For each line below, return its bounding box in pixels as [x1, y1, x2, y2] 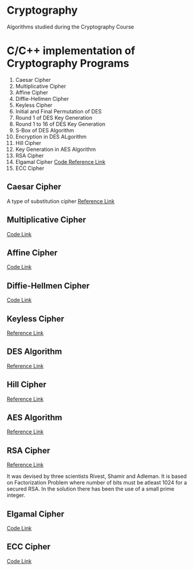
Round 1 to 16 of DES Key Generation [15, 120, 106, 128]
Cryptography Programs [7, 57, 129, 70]
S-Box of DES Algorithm [15, 126, 74, 134]
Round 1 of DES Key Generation [15, 114, 93, 121]
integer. [7, 492, 26, 499]
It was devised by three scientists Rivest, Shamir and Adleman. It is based [7, 473, 187, 480]
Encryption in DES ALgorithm [15, 133, 87, 140]
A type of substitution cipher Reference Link [7, 197, 115, 205]
